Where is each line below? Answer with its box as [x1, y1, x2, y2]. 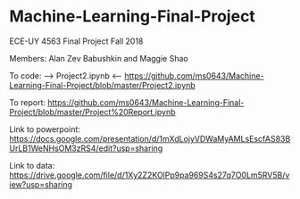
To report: [9, 96, 46, 108]
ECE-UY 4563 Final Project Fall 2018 [9, 36, 144, 46]
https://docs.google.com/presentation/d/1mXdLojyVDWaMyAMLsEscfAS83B [9, 133, 291, 144]
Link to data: [9, 160, 55, 170]
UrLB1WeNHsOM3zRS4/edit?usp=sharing [9, 143, 163, 153]
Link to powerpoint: [9, 123, 80, 135]
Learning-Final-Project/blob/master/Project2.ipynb [9, 79, 196, 90]
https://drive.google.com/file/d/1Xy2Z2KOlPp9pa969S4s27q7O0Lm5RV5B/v [9, 170, 290, 180]
